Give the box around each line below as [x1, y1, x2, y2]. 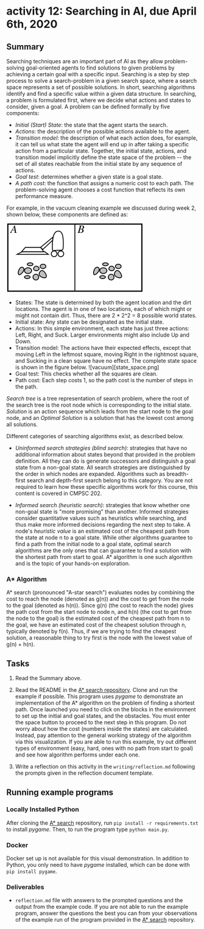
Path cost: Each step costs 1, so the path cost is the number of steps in [15, 377, 193, 383]
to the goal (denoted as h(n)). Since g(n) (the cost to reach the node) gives [6, 602, 194, 609]
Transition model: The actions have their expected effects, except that [15, 344, 191, 351]
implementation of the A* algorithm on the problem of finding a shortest [15, 699, 195, 707]
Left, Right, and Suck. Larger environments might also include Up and [15, 331, 190, 338]
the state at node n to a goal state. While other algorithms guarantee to [15, 534, 193, 541]
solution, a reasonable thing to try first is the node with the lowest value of [6, 634, 192, 641]
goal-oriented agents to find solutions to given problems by [26, 64, 175, 71]
